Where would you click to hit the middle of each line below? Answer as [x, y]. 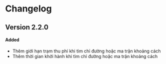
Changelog [28, 9]
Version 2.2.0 [27, 27]
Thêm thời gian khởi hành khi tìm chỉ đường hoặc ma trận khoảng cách [85, 56]
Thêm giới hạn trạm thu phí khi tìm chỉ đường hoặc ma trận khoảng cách [86, 51]
